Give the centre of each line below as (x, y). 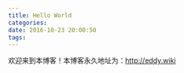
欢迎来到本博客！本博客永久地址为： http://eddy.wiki (92, 60)
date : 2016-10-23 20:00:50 (52, 30)
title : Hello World (40, 15)
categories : (28, 23)
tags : (17, 37)
